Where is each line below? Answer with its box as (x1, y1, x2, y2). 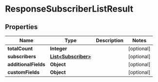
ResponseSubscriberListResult (5, 3, 134, 15)
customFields (7, 69, 40, 76)
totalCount (7, 45, 33, 52)
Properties (5, 23, 38, 31)
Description (95, 37, 124, 44)
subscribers (7, 53, 36, 60)
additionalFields (7, 61, 46, 67)
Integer (50, 45, 67, 52)
